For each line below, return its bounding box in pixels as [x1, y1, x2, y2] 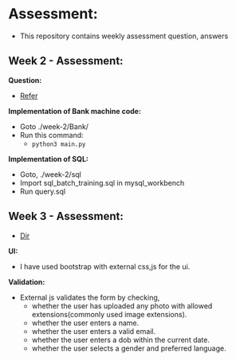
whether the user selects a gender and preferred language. [31, 343, 226, 353]
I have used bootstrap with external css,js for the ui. [19, 261, 191, 271]
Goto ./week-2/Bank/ [19, 121, 89, 131]
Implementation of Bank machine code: [8, 106, 142, 116]
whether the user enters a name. [31, 318, 140, 328]
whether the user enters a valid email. [31, 326, 156, 335]
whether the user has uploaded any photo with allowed [31, 300, 213, 311]
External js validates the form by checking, [19, 292, 160, 302]
